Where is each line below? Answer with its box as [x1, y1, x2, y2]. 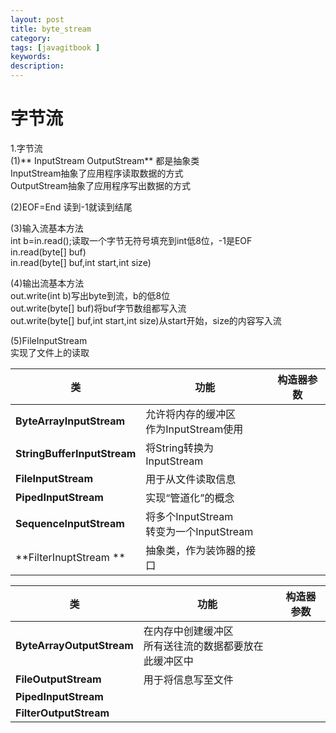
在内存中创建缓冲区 [143, 624, 234, 638]
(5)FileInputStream [10, 334, 88, 346]
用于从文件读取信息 [145, 472, 237, 486]
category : [10, 33, 52, 43]
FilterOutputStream [15, 706, 110, 720]
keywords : [10, 52, 52, 62]
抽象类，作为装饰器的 [145, 543, 247, 557]
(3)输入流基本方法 [10, 222, 84, 234]
